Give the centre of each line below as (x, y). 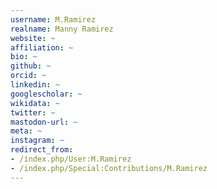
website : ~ (33, 38)
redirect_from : (42, 150)
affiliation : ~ (42, 47)
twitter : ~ (33, 112)
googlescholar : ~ (46, 94)
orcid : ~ (28, 76)
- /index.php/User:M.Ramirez (71, 159)
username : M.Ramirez (53, 19)
